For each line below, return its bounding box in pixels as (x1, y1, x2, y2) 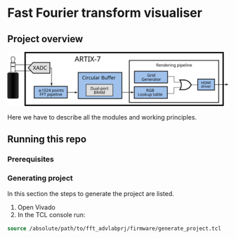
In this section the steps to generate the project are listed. (7, 189, 174, 198)
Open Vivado (17, 202, 56, 212)
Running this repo (7, 134, 86, 146)
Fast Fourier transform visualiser (7, 5, 202, 21)
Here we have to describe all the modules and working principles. (7, 113, 197, 122)
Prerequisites (7, 155, 54, 164)
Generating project (7, 174, 74, 183)
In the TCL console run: (17, 210, 86, 219)
